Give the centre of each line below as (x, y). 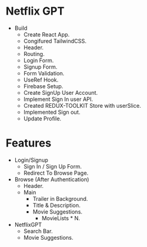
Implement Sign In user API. (58, 99)
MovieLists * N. (61, 218)
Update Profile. (43, 118)
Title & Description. (56, 205)
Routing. (34, 54)
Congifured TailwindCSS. (55, 41)
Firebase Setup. (43, 86)
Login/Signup (31, 160)
